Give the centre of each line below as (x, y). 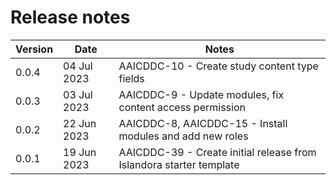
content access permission (182, 107)
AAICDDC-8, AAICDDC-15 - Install (203, 123)
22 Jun (80, 123)
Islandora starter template (179, 164)
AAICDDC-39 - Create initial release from (217, 152)
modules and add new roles (183, 136)
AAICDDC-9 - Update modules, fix (201, 94)
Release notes (70, 17)
